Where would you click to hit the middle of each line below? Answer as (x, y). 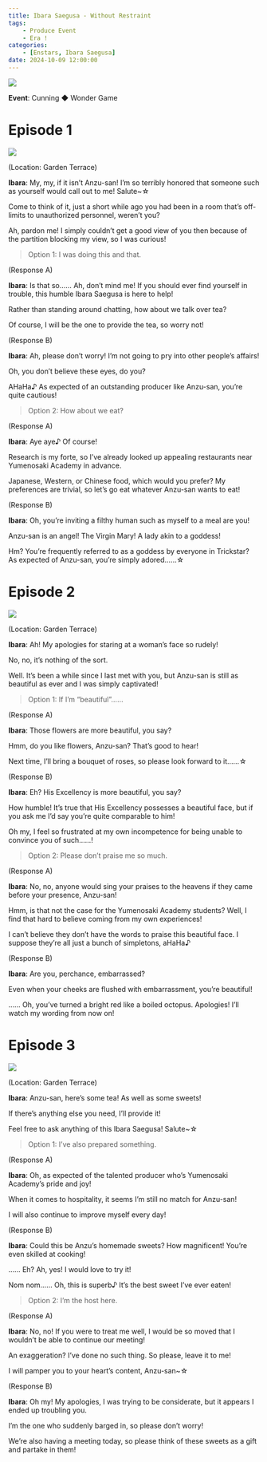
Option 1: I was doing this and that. (84, 254)
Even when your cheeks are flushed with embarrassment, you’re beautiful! (130, 989)
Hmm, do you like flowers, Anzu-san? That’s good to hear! (104, 745)
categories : (28, 45)
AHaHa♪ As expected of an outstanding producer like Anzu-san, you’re (126, 386)
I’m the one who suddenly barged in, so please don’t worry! (106, 1425)
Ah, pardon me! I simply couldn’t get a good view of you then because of (128, 230)
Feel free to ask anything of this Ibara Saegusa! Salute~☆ (103, 1128)
